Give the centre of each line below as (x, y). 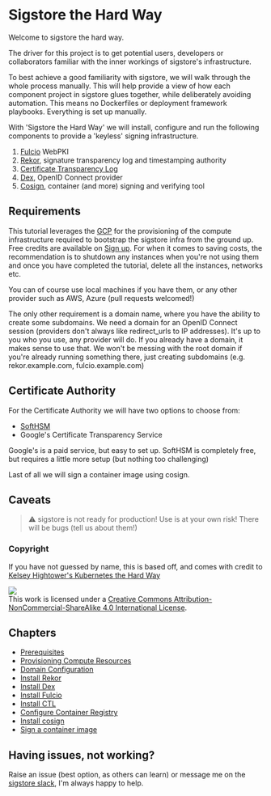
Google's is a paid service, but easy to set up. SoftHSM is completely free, (132, 450)
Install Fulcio (41, 695)
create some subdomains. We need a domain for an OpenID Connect (123, 322)
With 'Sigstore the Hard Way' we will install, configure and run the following (134, 127)
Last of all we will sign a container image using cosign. (99, 474)
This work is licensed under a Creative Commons (90, 599)
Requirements (44, 212)
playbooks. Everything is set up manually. (78, 112)
